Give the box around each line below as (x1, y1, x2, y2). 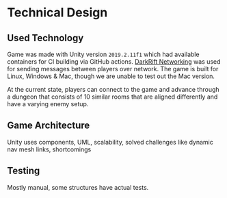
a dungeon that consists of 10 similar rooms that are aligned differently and (7, 92, 218, 101)
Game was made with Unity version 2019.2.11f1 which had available (7, 50, 200, 58)
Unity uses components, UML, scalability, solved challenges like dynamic (7, 138, 213, 146)
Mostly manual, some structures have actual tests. (7, 183, 149, 191)
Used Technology (7, 32, 84, 44)
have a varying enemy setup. (7, 100, 89, 108)
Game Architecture (7, 120, 90, 132)
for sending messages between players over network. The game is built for (7, 65, 219, 73)
